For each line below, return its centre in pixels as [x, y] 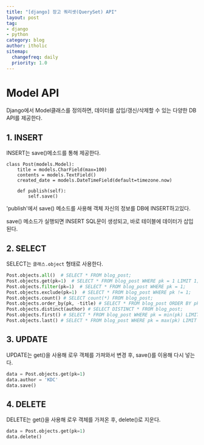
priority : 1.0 [29, 63]
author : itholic [27, 46]
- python [17, 35]
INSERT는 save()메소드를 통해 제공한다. [54, 153]
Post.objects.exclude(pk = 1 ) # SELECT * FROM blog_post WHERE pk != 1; [99, 292]
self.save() [43, 196]
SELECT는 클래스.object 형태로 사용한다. [55, 264]
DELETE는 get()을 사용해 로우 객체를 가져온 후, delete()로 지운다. [83, 419]
